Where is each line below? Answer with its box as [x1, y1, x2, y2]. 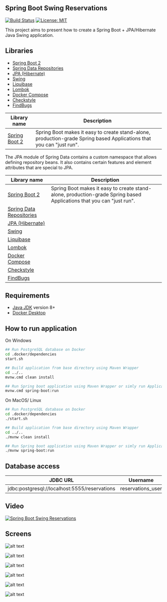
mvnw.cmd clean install [5, 375, 55, 380]
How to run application [5, 324, 77, 333]
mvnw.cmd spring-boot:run [5, 388, 59, 393]
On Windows [5, 337, 31, 343]
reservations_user [120, 485, 163, 492]
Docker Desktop [12, 310, 46, 316]
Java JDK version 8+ [12, 304, 56, 310]
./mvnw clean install [5, 435, 50, 440]
